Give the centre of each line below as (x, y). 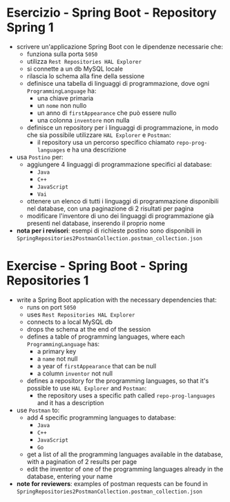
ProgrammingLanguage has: (63, 343)
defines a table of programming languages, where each (106, 337)
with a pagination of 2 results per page (82, 461)
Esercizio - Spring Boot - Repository (112, 13)
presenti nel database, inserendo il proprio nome (96, 223)
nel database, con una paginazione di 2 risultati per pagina (110, 208)
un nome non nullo (62, 105)
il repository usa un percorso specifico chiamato (106, 142)
